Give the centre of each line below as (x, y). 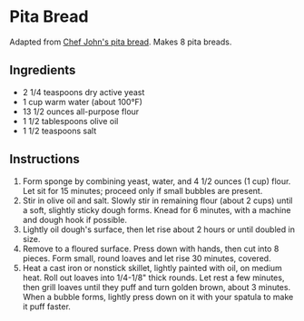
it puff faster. (46, 306)
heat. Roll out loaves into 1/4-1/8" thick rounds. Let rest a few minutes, (153, 277)
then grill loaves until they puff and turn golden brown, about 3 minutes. (157, 287)
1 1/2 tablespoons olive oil (70, 121)
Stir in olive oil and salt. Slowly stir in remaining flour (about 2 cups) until (157, 200)
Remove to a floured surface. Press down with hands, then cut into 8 (151, 248)
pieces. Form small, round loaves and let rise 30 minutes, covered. (147, 258)
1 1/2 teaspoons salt (59, 131)
